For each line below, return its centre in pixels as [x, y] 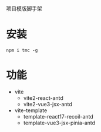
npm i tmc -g [22, 50]
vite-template [31, 110]
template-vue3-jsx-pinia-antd [59, 123]
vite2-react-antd [43, 98]
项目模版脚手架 [24, 8]
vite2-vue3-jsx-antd [48, 104]
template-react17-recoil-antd [58, 116]
